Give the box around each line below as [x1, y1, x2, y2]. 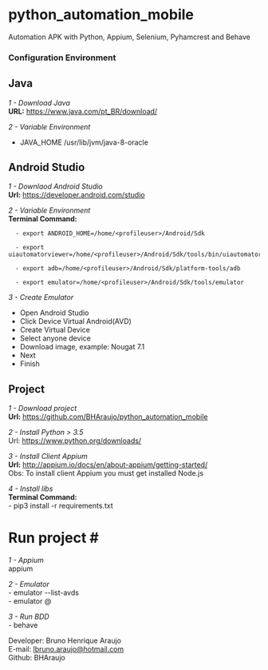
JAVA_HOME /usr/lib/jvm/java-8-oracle [19, 138, 149, 147]
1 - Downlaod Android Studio [8, 181, 104, 191]
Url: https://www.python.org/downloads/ [8, 436, 142, 445]
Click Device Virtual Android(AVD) [19, 317, 132, 326]
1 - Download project [8, 404, 77, 413]
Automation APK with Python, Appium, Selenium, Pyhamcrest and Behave [8, 32, 251, 42]
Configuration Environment [8, 52, 116, 63]
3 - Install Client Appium [8, 452, 88, 461]
